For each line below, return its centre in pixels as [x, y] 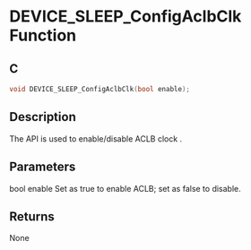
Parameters [43, 167]
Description [43, 117]
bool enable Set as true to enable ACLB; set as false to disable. [125, 188]
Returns [32, 216]
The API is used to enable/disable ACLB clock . [96, 138]
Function [43, 35]
